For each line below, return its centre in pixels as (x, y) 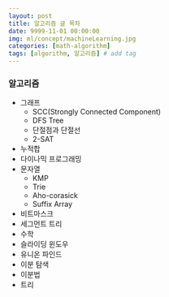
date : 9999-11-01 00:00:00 (54, 31)
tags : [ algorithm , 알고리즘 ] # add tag (72, 54)
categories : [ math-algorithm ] (60, 46)
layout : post (30, 16)
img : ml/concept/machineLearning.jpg (72, 39)
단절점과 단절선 (56, 130)
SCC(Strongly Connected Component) (96, 112)
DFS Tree (48, 121)
